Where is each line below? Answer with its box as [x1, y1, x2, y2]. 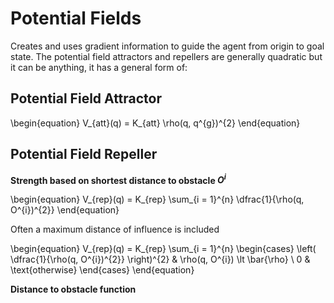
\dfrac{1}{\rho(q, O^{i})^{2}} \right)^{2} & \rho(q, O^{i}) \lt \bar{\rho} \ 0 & [10, 253, 311, 266]
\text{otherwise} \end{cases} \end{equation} [10, 264, 195, 276]
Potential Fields [10, 7, 142, 30]
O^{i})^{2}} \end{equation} [10, 204, 120, 216]
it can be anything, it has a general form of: [10, 61, 188, 73]
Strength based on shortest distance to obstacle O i [10, 172, 227, 186]
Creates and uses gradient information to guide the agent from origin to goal [10, 40, 325, 52]
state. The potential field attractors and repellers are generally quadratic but [10, 50, 323, 62]
